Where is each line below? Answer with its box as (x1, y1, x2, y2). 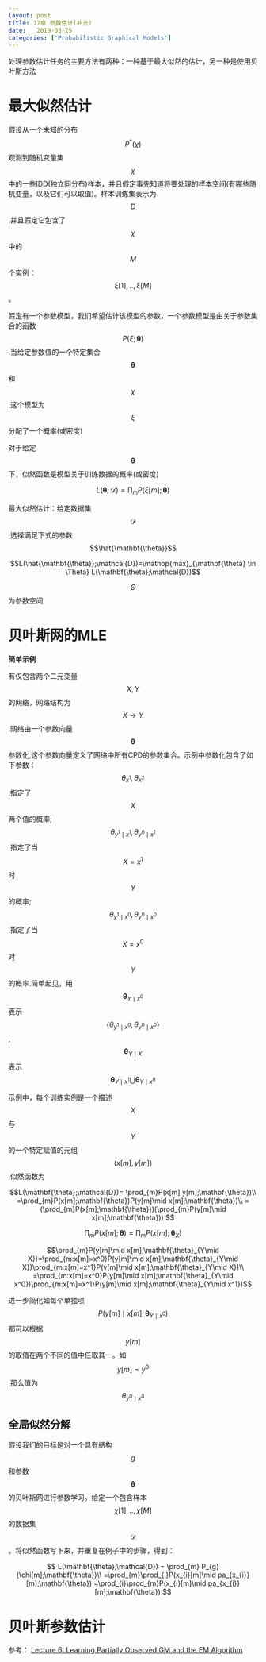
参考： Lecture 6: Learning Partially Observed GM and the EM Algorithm (8, 1645, 243, 1655)
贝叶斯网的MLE (8, 627, 107, 644)
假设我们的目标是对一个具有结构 (8, 1440, 112, 1450)
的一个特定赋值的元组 (8, 1145, 78, 1155)
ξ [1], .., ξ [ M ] (114, 280, 152, 290)
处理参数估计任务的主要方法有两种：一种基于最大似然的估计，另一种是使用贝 (8, 56, 258, 66)
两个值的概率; (8, 815, 53, 824)
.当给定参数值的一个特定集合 (8, 347, 101, 357)
